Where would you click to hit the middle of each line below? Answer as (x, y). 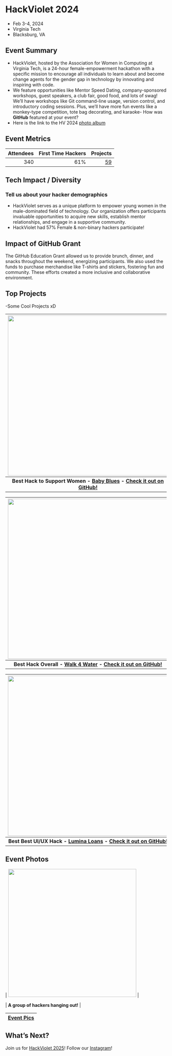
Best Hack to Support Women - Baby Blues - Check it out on (88, 481)
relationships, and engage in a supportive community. (69, 222)
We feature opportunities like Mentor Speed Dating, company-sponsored (90, 90)
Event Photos (27, 859)
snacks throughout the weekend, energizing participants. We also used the (84, 262)
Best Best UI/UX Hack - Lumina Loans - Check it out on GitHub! (88, 841)
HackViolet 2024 (42, 9)
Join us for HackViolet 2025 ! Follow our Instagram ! (59, 1048)
